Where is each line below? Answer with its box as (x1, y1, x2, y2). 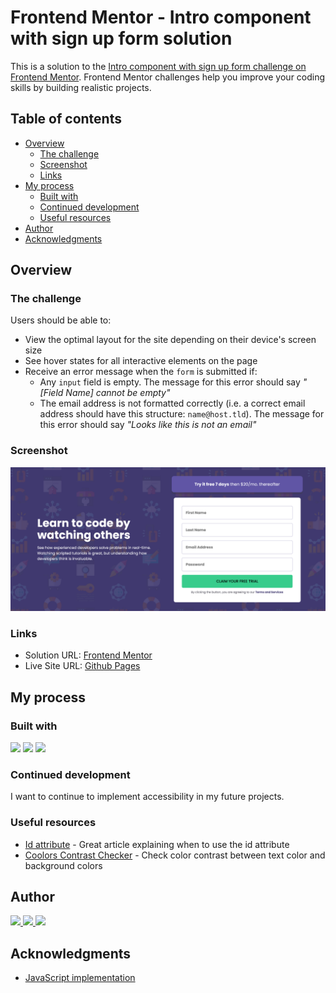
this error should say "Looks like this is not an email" (39, 419, 257, 431)
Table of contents (10, 111, 122, 128)
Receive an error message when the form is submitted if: (24, 366, 258, 378)
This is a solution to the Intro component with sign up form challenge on (10, 60, 307, 72)
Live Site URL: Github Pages (24, 660, 141, 672)
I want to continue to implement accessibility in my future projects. (10, 791, 285, 803)
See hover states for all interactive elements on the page (24, 355, 258, 367)
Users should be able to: (10, 314, 112, 326)
